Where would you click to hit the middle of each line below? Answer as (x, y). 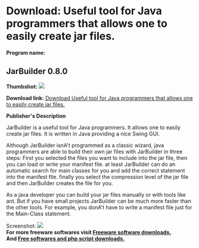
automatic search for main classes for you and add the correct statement (96, 170)
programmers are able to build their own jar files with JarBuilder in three (94, 151)
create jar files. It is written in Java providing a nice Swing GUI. (83, 134)
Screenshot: (21, 226)
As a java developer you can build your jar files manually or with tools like (96, 194)
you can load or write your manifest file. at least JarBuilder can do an (91, 164)
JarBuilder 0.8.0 (37, 72)
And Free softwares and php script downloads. (66, 238)
